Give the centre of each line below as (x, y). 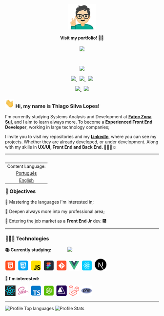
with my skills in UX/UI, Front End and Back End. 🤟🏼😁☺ (61, 147)
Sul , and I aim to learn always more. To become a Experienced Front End (79, 122)
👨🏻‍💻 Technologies (27, 238)
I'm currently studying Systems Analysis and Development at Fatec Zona (78, 117)
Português (26, 173)
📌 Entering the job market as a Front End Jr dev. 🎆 (56, 221)
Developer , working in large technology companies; (57, 127)
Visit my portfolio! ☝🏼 (82, 38)
